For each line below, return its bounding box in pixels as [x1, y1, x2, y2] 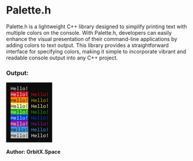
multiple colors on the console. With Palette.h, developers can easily [6, 29, 172, 36]
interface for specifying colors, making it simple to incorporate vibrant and [6, 48, 187, 55]
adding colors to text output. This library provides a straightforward [6, 42, 169, 49]
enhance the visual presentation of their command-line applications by [6, 35, 178, 42]
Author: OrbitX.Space [6, 148, 61, 156]
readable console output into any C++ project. [6, 54, 118, 61]
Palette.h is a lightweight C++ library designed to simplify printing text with [6, 23, 187, 30]
